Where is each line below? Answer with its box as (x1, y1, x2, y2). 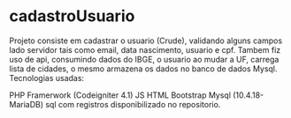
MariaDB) (9, 99, 44, 109)
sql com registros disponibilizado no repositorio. (45, 99, 221, 109)
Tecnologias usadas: (9, 72, 85, 83)
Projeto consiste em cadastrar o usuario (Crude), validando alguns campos (9, 35, 283, 46)
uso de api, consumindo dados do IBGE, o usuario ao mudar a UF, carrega (9, 54, 280, 64)
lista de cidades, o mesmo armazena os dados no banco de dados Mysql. (9, 63, 278, 74)
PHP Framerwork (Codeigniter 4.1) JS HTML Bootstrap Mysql (9, 90, 232, 100)
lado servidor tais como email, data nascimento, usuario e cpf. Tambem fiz (9, 44, 281, 55)
